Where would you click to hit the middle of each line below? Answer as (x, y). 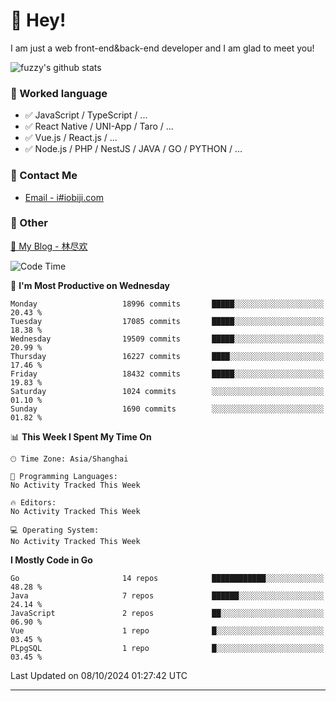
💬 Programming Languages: (64, 476)
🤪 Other (29, 223)
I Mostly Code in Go (51, 560)
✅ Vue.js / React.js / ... (71, 138)
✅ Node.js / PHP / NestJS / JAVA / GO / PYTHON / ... (133, 149)
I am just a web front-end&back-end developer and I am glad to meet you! (162, 48)
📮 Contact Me (44, 176)
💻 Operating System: (55, 530)
